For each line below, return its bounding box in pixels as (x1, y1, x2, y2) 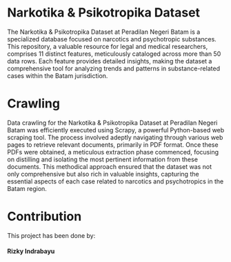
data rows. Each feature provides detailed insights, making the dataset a (7, 57, 212, 65)
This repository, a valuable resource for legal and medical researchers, (7, 42, 208, 50)
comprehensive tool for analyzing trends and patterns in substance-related (7, 64, 221, 72)
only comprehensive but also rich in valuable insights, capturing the (7, 170, 199, 178)
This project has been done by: (7, 231, 96, 239)
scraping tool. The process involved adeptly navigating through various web (7, 133, 223, 141)
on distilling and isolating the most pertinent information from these (7, 155, 199, 163)
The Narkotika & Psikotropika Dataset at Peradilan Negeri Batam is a (7, 28, 201, 36)
